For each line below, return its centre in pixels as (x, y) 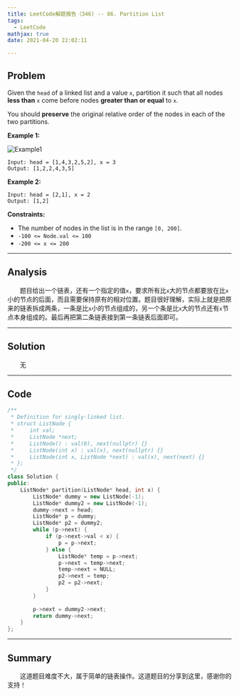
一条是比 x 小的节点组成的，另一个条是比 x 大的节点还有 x (143, 308)
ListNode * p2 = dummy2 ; (68, 523)
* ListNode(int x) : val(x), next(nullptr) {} (87, 450)
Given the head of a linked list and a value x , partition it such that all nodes (115, 93)
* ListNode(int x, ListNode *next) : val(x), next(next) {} (107, 457)
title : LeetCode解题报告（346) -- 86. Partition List (86, 14)
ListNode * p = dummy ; (65, 516)
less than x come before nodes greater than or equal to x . (93, 100)
